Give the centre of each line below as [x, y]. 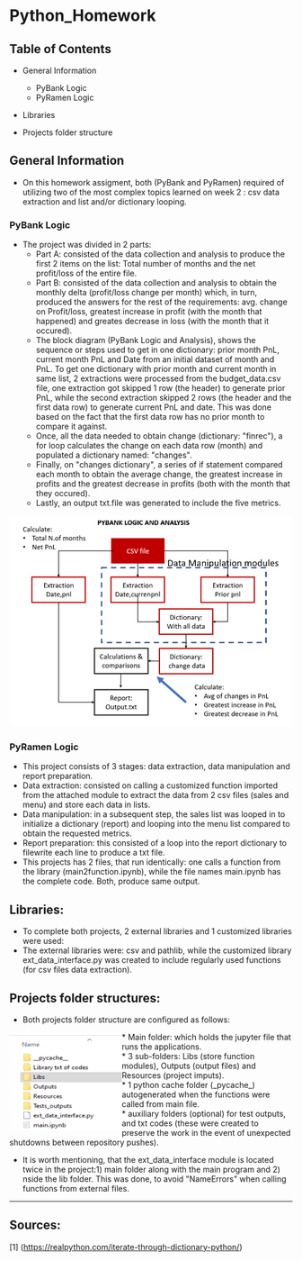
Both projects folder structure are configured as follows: [126, 1020]
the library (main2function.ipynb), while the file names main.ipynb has [151, 872]
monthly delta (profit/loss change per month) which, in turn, [147, 293]
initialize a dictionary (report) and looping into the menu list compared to [156, 824]
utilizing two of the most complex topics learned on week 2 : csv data [151, 192]
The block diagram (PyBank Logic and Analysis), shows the [146, 340]
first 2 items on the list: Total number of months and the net [146, 264]
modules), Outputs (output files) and [189, 1066]
